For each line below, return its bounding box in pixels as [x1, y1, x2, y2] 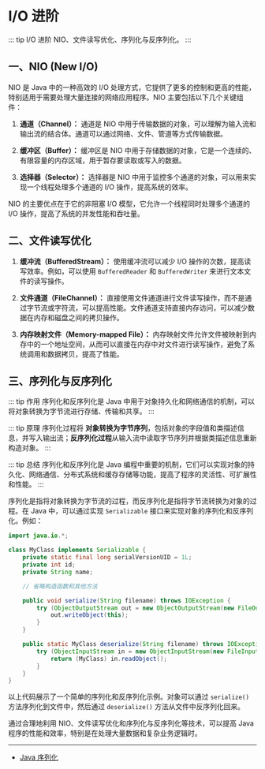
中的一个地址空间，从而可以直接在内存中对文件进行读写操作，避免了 [26, 339, 248, 349]
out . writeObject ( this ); [50, 611, 129, 619]
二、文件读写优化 [8, 234, 91, 248]
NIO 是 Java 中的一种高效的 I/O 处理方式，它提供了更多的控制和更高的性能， [8, 82, 256, 91]
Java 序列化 [19, 752, 59, 762]
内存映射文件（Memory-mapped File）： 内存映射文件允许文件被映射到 [19, 329, 250, 339]
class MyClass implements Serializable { [8, 546, 147, 554]
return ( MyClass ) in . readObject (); [50, 655, 168, 663]
